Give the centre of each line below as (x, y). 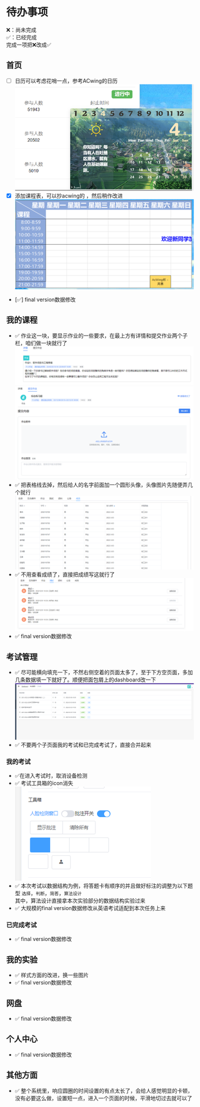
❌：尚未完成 (21, 30)
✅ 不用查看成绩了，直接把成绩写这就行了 (65, 574)
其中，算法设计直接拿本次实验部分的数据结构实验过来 (80, 901)
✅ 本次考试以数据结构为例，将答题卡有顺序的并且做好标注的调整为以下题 (104, 886)
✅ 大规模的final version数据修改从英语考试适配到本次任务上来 (90, 908)
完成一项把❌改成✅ (29, 45)
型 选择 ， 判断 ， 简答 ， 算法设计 (48, 893)
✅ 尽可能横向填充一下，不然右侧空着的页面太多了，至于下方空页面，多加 (104, 673)
